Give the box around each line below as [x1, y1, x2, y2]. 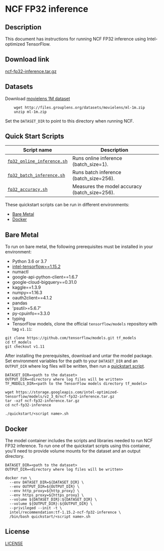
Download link [5, 55, 50, 64]
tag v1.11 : [12, 326, 33, 332]
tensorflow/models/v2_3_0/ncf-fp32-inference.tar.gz [5, 394, 115, 399]
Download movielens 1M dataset [5, 96, 70, 101]
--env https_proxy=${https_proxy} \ [9, 493, 84, 498]
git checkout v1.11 [5, 344, 45, 349]
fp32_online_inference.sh [7, 158, 68, 164]
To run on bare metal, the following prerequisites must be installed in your [5, 244, 153, 250]
